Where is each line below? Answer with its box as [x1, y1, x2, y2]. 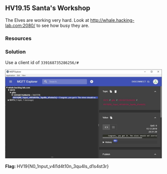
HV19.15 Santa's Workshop [5, 4, 90, 12]
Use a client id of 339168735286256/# [5, 60, 79, 66]
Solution [5, 48, 26, 55]
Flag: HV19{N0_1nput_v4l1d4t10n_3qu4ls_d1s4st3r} [5, 164, 109, 170]
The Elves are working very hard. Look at [5, 17, 89, 23]
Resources [5, 35, 32, 42]
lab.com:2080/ [5, 22, 36, 28]
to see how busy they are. [36, 22, 89, 28]
